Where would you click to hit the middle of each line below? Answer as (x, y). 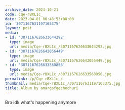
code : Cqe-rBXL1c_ (24, 14)
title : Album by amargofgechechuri (42, 88)
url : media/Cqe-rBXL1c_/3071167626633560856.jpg (61, 74)
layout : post (19, 28)
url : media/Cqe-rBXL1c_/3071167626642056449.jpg (61, 60)
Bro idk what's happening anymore (41, 102)
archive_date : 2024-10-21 (32, 10)
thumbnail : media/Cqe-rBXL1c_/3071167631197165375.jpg (63, 83)
